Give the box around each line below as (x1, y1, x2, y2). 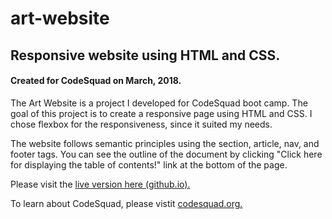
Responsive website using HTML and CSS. (10, 47, 281, 64)
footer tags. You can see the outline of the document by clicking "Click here (10, 148, 323, 160)
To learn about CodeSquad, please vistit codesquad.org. (10, 197, 243, 209)
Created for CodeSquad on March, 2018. (10, 75, 182, 87)
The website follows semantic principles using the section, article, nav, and (10, 137, 320, 149)
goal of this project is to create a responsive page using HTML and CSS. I (10, 107, 313, 119)
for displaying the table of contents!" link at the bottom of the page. (10, 158, 288, 171)
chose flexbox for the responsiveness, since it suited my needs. (10, 118, 273, 130)
